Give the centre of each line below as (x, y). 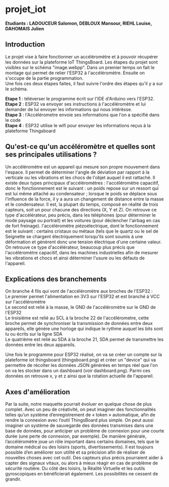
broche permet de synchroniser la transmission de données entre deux (79, 323)
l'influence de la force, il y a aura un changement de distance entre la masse (84, 199)
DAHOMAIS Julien (25, 28)
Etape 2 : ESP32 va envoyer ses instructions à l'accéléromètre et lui (76, 104)
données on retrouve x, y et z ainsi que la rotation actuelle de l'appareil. (79, 376)
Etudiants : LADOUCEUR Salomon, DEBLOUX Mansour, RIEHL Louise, (79, 23)
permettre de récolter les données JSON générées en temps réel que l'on (81, 365)
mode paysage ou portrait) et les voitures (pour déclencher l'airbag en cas (83, 220)
